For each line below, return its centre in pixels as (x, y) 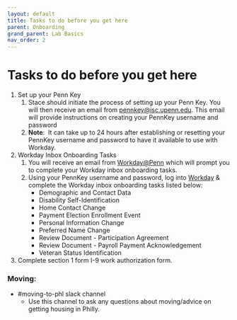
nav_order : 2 (27, 40)
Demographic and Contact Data (85, 193)
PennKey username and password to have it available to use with (123, 140)
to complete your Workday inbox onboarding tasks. (103, 170)
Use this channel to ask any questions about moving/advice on (120, 302)
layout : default (31, 14)
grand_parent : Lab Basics (45, 34)
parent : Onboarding (36, 27)
